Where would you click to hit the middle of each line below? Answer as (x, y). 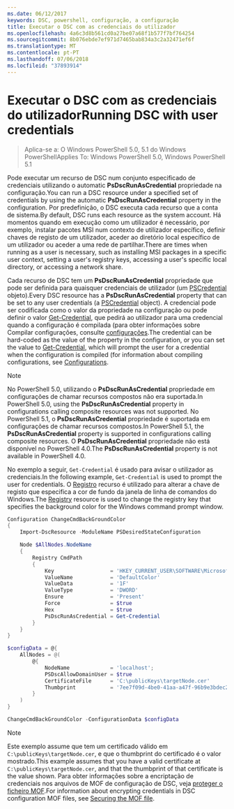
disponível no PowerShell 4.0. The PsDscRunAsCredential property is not (112, 449)
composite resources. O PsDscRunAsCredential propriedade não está (109, 441)
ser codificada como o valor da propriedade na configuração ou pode (107, 310)
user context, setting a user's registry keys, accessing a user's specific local (117, 259)
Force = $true (88, 604)
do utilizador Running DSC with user (112, 115)
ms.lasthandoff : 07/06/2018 (48, 59)
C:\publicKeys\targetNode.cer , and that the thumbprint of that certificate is (115, 768)
